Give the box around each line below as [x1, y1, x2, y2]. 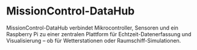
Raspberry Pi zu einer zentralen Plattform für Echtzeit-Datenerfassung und [6, 30, 192, 37]
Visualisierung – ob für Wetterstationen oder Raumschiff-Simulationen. [6, 37, 181, 44]
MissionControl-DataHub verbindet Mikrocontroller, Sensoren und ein [6, 24, 179, 31]
